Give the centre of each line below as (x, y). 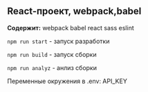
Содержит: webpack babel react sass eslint (71, 27)
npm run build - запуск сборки (52, 54)
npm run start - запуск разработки (58, 41)
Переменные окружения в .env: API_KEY (67, 81)
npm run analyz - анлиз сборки (52, 67)
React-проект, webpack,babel (74, 11)
